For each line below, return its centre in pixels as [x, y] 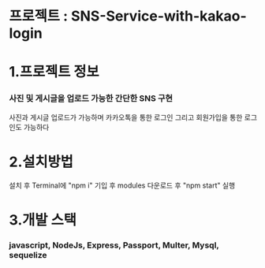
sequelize [28, 255]
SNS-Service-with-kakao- [159, 16]
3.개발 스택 [43, 220]
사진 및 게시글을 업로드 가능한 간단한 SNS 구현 [91, 99]
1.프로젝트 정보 [54, 72]
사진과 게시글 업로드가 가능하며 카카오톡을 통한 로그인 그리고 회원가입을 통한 [126, 117]
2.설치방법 [41, 162]
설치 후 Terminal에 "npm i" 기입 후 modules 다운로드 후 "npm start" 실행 [122, 185]
